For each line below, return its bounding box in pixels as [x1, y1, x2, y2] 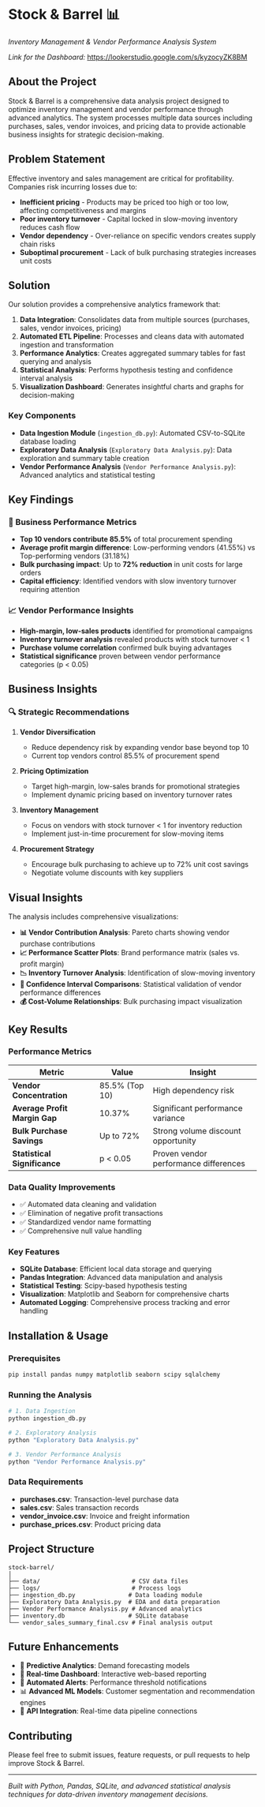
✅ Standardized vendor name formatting [19, 1217, 151, 1227]
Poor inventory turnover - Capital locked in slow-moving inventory [19, 214, 238, 223]
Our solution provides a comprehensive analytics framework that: [8, 300, 221, 309]
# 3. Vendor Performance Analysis [8, 1450, 122, 1458]
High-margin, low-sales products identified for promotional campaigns [19, 626, 253, 635]
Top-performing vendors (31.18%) [19, 551, 130, 560]
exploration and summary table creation [19, 453, 150, 463]
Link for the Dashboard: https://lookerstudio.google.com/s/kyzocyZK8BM [8, 52, 248, 62]
